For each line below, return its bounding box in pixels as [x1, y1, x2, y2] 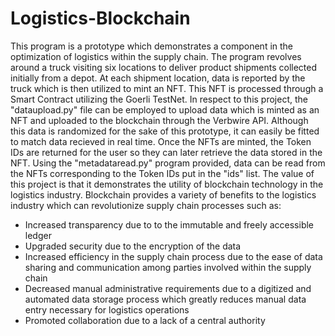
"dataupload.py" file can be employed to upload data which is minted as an [10, 103, 320, 116]
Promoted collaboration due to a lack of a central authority [24, 314, 266, 326]
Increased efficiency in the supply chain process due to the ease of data [24, 250, 323, 262]
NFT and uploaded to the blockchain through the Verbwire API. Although [10, 114, 309, 126]
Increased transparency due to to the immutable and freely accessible [24, 218, 315, 231]
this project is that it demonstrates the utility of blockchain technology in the [10, 178, 324, 190]
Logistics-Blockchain [10, 7, 191, 30]
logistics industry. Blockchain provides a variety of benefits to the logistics [10, 188, 317, 201]
